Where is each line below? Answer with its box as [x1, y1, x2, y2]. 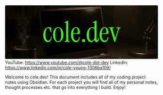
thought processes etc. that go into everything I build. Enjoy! [5, 84, 126, 90]
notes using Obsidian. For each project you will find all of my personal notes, [5, 79, 158, 85]
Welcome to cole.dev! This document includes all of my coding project [5, 74, 146, 80]
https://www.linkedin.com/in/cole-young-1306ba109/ [5, 65, 111, 71]
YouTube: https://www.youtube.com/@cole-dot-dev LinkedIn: [5, 60, 129, 65]
